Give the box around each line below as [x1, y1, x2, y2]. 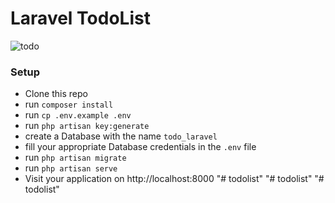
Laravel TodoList [10, 7, 151, 30]
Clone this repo [24, 88, 88, 100]
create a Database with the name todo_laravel [24, 130, 218, 142]
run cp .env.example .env [24, 109, 132, 121]
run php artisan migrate [24, 152, 127, 164]
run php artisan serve [24, 162, 118, 174]
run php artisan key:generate [24, 120, 150, 132]
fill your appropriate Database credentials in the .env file [24, 141, 257, 153]
